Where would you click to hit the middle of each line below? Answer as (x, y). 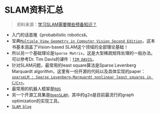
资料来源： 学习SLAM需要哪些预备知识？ (57, 24)
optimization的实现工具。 (37, 101)
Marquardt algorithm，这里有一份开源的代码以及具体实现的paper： (79, 71)
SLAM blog (22, 107)
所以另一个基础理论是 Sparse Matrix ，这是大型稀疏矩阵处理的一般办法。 (83, 53)
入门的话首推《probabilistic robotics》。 (51, 35)
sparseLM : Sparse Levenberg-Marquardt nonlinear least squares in (81, 77)
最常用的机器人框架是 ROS (36, 89)
